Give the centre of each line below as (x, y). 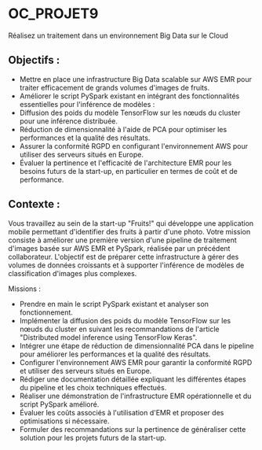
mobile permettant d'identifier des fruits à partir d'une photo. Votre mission (129, 231)
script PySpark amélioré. (59, 404)
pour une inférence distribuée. (69, 121)
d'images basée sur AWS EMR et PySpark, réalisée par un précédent (119, 248)
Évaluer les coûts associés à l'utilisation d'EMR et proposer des (122, 412)
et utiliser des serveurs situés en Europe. (86, 371)
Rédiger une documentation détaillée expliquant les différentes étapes (133, 379)
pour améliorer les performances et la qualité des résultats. (115, 354)
